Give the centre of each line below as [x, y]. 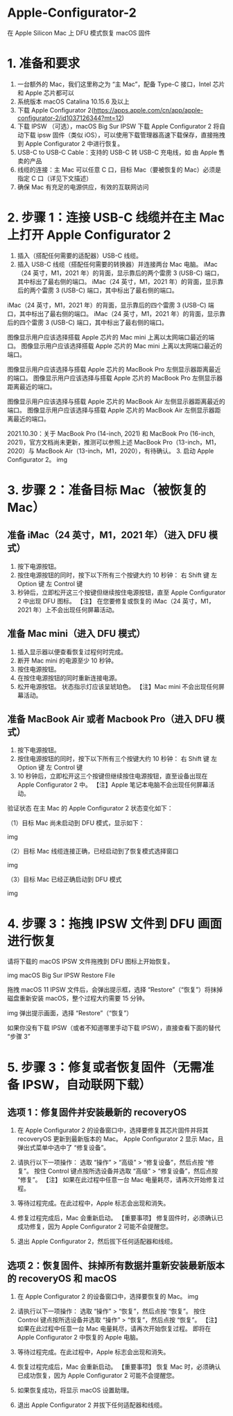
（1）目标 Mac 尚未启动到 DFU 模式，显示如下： [76, 823]
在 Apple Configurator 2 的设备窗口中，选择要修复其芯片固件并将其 [113, 1131]
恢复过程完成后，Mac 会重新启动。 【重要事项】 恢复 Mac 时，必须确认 [119, 1367]
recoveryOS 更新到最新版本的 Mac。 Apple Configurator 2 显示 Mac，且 [120, 1139]
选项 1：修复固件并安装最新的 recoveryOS [97, 1112]
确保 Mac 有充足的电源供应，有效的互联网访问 [83, 187]
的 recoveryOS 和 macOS [62, 1278]
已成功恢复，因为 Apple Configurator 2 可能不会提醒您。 [98, 1376]
